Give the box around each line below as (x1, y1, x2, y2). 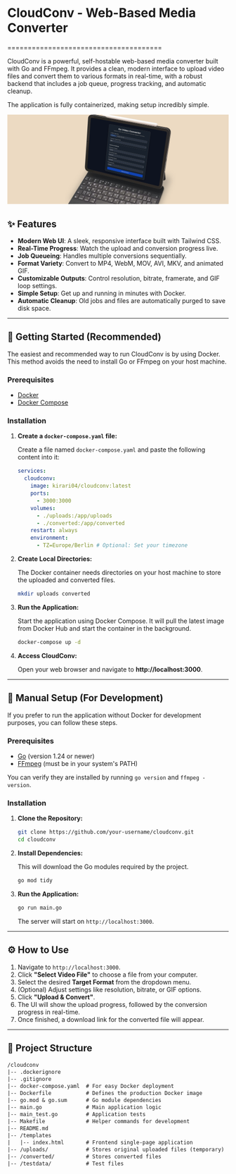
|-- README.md (7, 1125, 49, 1132)
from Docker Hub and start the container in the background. (17, 624, 192, 632)
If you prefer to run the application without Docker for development (7, 710, 202, 719)
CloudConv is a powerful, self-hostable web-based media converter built (7, 56, 219, 65)
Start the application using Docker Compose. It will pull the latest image (17, 617, 225, 625)
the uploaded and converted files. (17, 576, 116, 584)
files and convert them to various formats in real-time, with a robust (7, 72, 203, 80)
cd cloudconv (17, 836, 56, 844)
